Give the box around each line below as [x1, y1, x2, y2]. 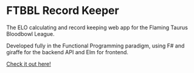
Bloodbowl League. [6, 30, 55, 37]
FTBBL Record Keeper [6, 4, 120, 18]
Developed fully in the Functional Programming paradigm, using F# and [6, 42, 185, 49]
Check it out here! [6, 60, 52, 68]
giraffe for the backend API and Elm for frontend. [6, 48, 129, 55]
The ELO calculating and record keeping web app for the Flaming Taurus [6, 24, 189, 31]
